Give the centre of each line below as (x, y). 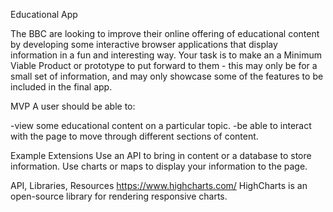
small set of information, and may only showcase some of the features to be (167, 76)
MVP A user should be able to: (73, 106)
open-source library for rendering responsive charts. (119, 196)
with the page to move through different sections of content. (134, 136)
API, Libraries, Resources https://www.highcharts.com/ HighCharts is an (159, 185)
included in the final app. (61, 87)
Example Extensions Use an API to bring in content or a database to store (161, 155)
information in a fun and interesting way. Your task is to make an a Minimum (166, 55)
